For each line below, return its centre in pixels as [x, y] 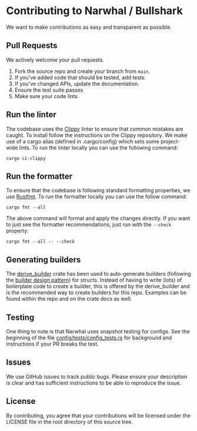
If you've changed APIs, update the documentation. [77, 83]
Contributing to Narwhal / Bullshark [95, 11]
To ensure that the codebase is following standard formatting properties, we [98, 191]
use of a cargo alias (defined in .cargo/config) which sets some [83, 141]
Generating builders [44, 260]
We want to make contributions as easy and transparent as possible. [89, 27]
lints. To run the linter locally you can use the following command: [98, 148]
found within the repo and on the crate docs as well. [69, 299]
